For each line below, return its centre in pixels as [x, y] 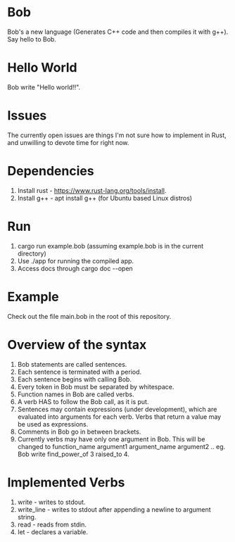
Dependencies [51, 171]
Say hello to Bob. [32, 39]
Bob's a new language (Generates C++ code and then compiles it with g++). [118, 32]
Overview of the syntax [77, 345]
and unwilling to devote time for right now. [68, 142]
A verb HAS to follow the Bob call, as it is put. [83, 401]
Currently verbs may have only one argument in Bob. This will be [111, 439]
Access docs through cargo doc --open [75, 268]
